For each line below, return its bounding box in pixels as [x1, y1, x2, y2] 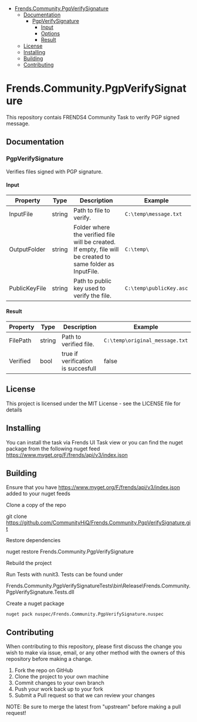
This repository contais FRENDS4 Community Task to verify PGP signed [6, 113, 180, 121]
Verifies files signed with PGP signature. [6, 168, 103, 175]
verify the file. [73, 291, 111, 299]
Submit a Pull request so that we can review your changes [14, 692, 155, 699]
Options [40, 30, 60, 37]
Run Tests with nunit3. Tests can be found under [6, 571, 123, 578]
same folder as [73, 260, 114, 268]
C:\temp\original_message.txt [103, 337, 188, 344]
